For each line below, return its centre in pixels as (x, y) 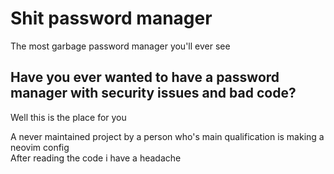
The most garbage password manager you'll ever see (120, 46)
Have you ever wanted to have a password (145, 77)
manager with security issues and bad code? (153, 93)
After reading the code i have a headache (96, 158)
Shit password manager (111, 18)
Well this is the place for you (68, 117)
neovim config (40, 147)
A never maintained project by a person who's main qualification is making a (167, 136)
